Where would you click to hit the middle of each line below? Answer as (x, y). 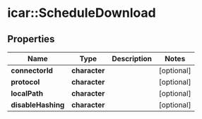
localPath (27, 93)
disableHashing (38, 105)
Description (132, 59)
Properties (31, 39)
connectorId (32, 70)
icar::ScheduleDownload (82, 13)
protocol (25, 82)
